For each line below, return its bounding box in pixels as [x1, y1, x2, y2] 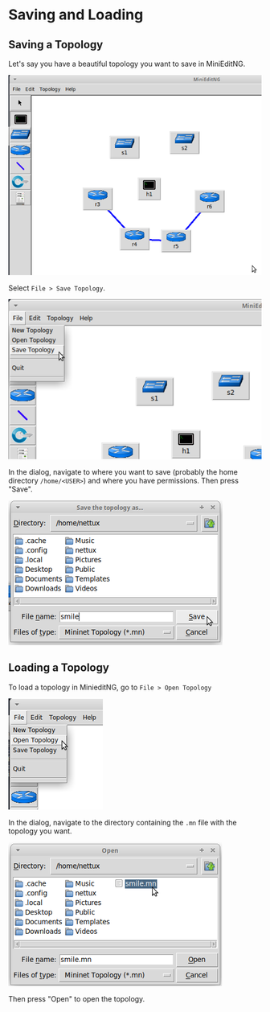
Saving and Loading [8, 6, 144, 24]
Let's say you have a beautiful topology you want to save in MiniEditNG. [8, 59, 246, 68]
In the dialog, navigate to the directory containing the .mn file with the [8, 817, 237, 827]
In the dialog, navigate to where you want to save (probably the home [8, 467, 239, 477]
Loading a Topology [8, 661, 110, 675]
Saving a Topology [8, 38, 104, 51]
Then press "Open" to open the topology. [8, 993, 145, 1003]
